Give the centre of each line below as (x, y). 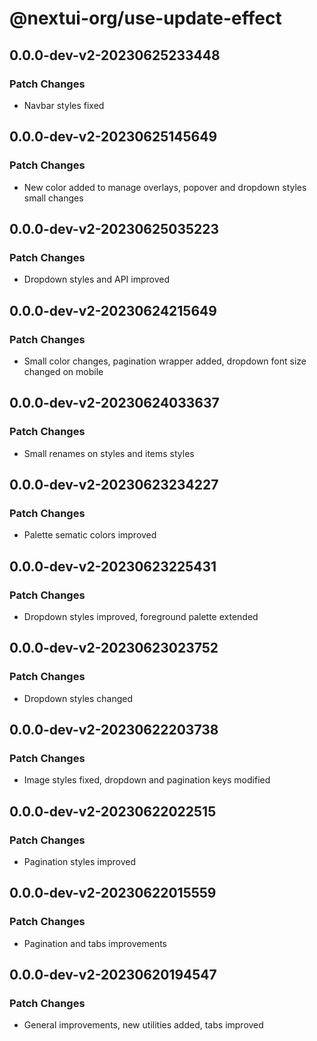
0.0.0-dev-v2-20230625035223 (114, 228)
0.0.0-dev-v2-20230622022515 (113, 811)
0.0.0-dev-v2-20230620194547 (113, 975)
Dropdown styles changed (78, 698)
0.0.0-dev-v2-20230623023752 (114, 648)
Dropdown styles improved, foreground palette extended (141, 616)
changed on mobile (63, 371)
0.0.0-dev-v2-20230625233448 (115, 55)
